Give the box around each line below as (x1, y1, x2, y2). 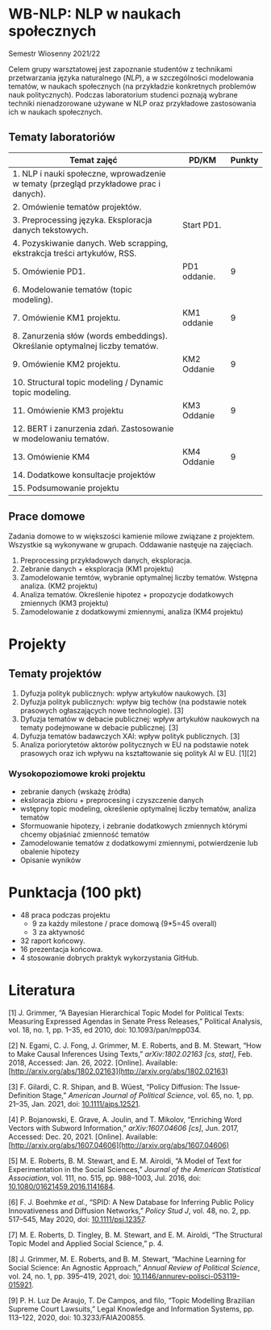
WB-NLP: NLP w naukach (8, 5, 181, 23)
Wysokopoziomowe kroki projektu (8, 768, 146, 779)
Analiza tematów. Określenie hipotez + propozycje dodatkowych (19, 589, 234, 599)
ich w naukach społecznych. (8, 106, 103, 117)
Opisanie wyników (19, 855, 81, 865)
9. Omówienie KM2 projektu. (12, 358, 121, 369)
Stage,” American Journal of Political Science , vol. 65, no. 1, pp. (42, 1090, 254, 1100)
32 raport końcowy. (19, 936, 85, 946)
